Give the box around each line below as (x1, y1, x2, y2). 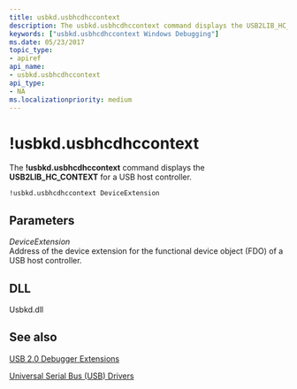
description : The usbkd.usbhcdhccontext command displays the (9, 21, 243, 30)
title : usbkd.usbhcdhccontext (9, 12, 121, 22)
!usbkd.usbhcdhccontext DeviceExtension (9, 189, 161, 198)
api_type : (9, 79, 46, 88)
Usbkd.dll (9, 304, 44, 315)
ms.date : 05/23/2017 (9, 37, 86, 47)
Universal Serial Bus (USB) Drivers (9, 370, 134, 381)
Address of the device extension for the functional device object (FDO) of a (9, 246, 284, 256)
